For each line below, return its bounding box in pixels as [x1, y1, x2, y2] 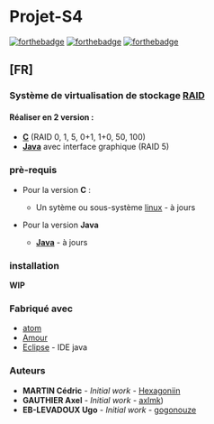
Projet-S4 [9, 6, 84, 27]
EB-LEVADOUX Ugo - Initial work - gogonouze [22, 404, 197, 415]
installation [9, 259, 60, 272]
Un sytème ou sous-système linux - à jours [35, 201, 196, 213]
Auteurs [9, 364, 46, 377]
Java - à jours [35, 236, 88, 247]
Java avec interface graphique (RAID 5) [22, 142, 170, 152]
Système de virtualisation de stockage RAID [9, 89, 205, 102]
